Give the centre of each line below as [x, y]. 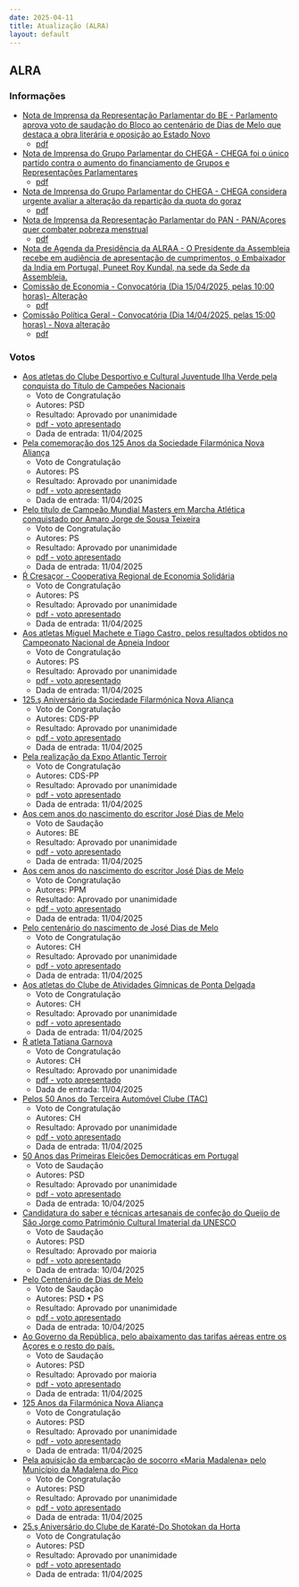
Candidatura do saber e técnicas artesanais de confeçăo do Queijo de [151, 1213]
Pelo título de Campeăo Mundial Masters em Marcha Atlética [133, 510]
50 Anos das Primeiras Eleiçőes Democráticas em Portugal [130, 1156]
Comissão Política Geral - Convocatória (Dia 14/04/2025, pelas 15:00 [149, 315]
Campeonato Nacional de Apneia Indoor [96, 643]
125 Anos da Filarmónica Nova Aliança [92, 1403]
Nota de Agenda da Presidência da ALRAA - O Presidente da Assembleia [156, 249]
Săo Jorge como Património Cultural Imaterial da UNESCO [129, 1223]
